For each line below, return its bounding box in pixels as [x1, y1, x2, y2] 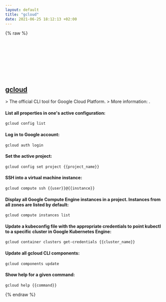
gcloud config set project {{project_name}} [5, 164, 99, 169]
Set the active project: [5, 153, 52, 159]
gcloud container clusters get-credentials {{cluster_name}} [5, 240, 135, 245]
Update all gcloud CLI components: [5, 250, 80, 256]
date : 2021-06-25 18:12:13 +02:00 [5, 16, 77, 21]
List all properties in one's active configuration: [5, 110, 106, 116]
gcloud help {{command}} [5, 283, 57, 288]
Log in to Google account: [5, 131, 60, 137]
